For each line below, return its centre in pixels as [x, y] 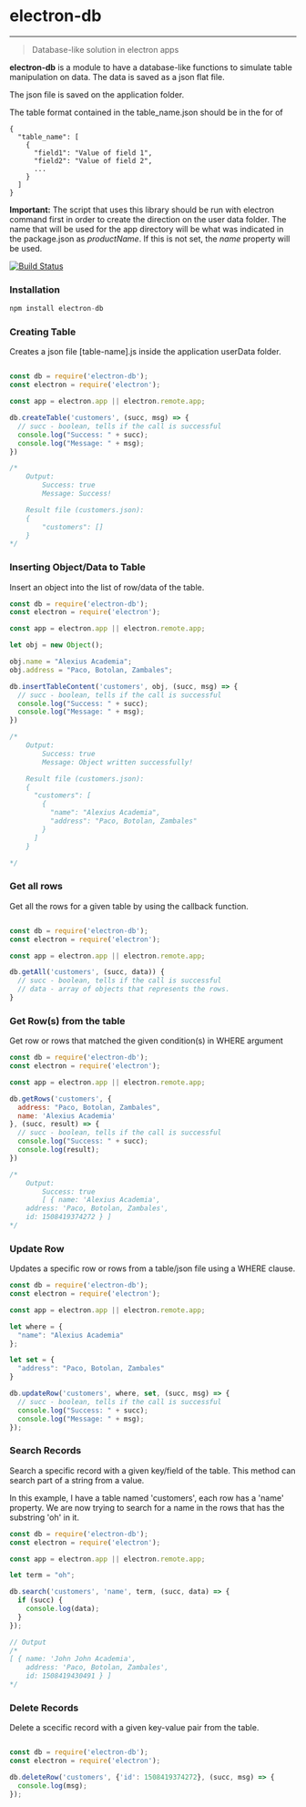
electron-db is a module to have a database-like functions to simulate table [151, 67]
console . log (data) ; [63, 1609]
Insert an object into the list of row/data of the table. [107, 587]
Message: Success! [77, 494]
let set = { [32, 1360]
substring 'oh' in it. [45, 1517]
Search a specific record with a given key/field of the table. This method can [153, 1470]
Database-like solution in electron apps [105, 49]
